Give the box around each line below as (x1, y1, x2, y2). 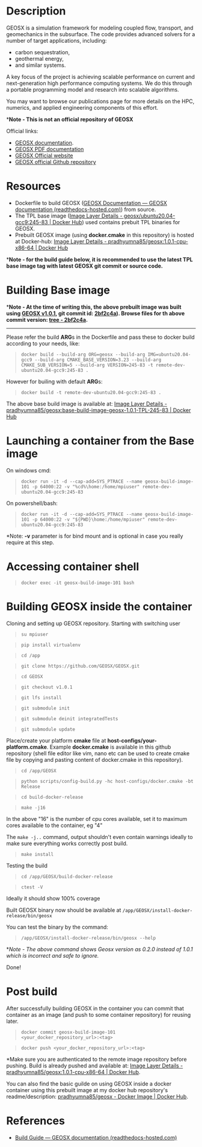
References (6, 1114, 65, 1128)
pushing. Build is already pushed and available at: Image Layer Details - (6, 1062, 183, 1069)
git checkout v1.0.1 (20, 684, 73, 690)
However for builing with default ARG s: (6, 378, 103, 385)
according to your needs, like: (6, 339, 80, 347)
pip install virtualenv (20, 642, 81, 648)
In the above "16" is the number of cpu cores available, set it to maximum (6, 815, 188, 822)
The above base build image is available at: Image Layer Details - (6, 400, 167, 407)
